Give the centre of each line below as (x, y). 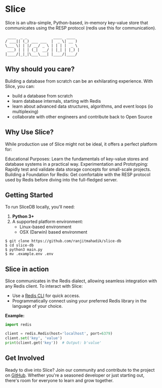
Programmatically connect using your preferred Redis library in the (79, 301)
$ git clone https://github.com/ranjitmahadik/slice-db (63, 241)
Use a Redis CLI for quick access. (46, 296)
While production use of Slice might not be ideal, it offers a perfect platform (81, 144)
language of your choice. (37, 306)
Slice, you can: (20, 86)
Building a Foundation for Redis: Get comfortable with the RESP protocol (78, 174)
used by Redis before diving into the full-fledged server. (61, 179)
